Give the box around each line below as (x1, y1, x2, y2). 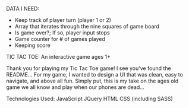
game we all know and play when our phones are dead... (6, 84, 144, 91)
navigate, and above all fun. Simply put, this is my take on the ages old (6, 77, 179, 84)
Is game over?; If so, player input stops (14, 29, 110, 36)
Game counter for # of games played (14, 36, 106, 42)
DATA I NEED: (6, 5, 40, 12)
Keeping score (14, 42, 51, 49)
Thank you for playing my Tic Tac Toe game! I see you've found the (6, 65, 171, 72)
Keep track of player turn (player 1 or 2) (14, 17, 112, 23)
